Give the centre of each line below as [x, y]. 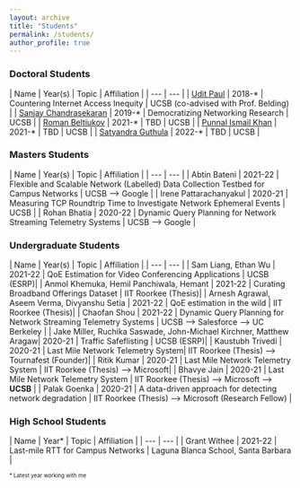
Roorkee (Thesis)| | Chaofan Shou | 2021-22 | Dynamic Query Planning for [147, 313]
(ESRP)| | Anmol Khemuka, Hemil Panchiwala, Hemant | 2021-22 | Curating [147, 284]
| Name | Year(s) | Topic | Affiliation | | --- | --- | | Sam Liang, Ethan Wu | [142, 265]
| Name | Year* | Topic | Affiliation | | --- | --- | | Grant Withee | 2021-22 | [143, 441]
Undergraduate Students [65, 245]
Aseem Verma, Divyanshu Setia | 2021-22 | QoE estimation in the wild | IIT [146, 303]
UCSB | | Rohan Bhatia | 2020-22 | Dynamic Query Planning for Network [143, 213]
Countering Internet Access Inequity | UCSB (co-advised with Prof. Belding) [150, 103]
